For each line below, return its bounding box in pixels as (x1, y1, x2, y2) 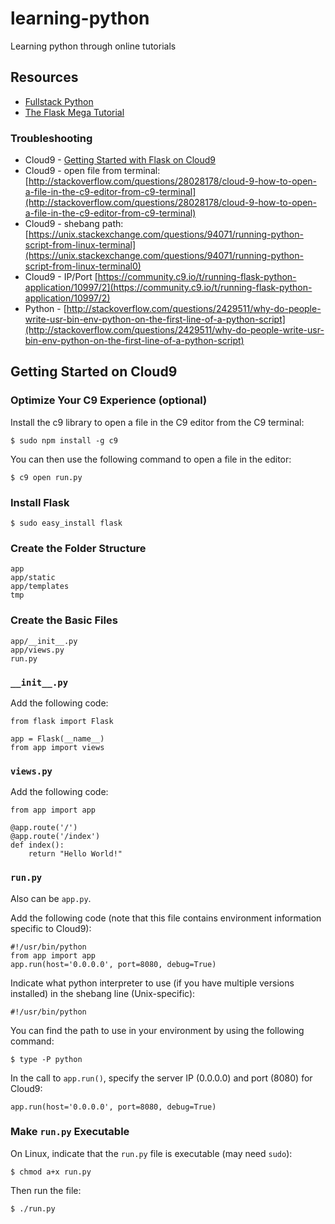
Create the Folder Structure (10, 541, 147, 555)
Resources (10, 69, 79, 86)
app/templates (10, 582, 70, 592)
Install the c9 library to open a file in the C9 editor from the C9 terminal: (10, 416, 305, 428)
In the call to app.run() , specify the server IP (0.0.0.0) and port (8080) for (10, 1072, 313, 1084)
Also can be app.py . (10, 892, 92, 904)
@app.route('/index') (10, 832, 101, 842)
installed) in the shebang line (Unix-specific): (10, 987, 196, 999)
